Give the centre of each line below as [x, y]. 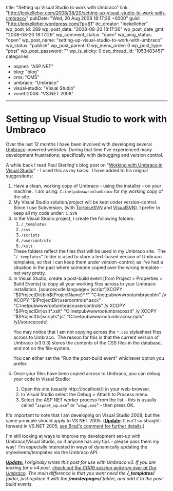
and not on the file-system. [42, 348]
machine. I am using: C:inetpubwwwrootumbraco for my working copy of [88, 191]
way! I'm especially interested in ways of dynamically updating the [77, 447]
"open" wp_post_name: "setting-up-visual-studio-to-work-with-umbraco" [84, 40]
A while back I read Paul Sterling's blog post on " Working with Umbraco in [84, 165]
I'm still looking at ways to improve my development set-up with [73, 436]
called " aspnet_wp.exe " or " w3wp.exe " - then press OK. [78, 405]
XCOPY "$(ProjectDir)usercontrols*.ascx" [57, 300]
